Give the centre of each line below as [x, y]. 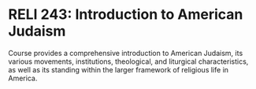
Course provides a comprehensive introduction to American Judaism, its [126, 53]
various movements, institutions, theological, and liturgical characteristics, [128, 61]
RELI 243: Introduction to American [126, 15]
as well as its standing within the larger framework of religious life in [119, 69]
